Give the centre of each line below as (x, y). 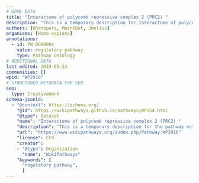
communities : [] (26, 72)
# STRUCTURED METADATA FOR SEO (45, 83)
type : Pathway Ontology (46, 55)
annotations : (22, 39)
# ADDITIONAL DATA (29, 61)
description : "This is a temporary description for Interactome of (91, 22)
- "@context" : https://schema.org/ (55, 105)
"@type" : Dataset (38, 116)
